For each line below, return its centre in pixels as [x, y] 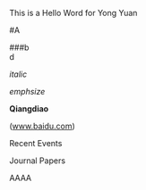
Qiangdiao [29, 109]
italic [18, 74]
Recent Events [36, 143]
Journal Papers [37, 161]
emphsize [27, 91]
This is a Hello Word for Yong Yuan [73, 13]
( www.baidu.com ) [43, 126]
